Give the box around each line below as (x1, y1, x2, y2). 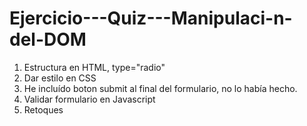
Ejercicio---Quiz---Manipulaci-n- (9, 7, 293, 30)
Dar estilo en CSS (23, 72, 97, 84)
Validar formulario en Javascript (23, 93, 156, 105)
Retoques (23, 103, 64, 116)
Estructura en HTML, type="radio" (23, 61, 166, 73)
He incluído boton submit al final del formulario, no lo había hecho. (23, 82, 298, 94)
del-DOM (9, 28, 87, 51)
